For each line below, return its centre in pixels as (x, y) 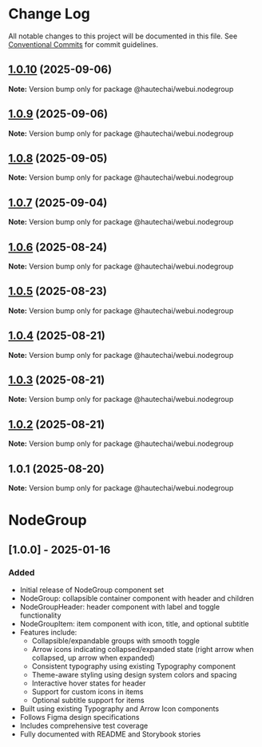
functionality (40, 615)
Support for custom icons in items (87, 691)
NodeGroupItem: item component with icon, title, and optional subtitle (134, 623)
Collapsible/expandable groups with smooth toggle (115, 641)
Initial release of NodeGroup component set (92, 590)
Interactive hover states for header (89, 683)
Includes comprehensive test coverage (84, 725)
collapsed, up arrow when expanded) (93, 658)
